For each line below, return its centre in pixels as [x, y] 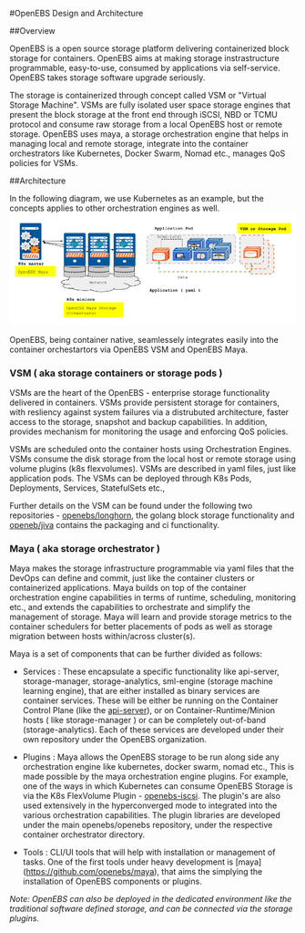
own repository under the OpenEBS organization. [115, 740]
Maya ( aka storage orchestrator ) [85, 548]
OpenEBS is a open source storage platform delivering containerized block [149, 48]
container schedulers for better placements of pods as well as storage [141, 627]
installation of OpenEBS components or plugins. [112, 881]
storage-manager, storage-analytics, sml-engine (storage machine [147, 681]
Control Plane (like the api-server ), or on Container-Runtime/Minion [149, 710]
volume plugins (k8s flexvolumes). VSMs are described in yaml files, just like [153, 468]
